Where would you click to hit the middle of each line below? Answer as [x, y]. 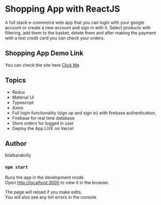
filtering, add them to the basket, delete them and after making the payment [80, 33]
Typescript [23, 102]
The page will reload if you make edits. [44, 192]
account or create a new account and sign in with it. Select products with [78, 27]
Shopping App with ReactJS [63, 9]
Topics [16, 81]
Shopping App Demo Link [44, 53]
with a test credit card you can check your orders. [55, 38]
